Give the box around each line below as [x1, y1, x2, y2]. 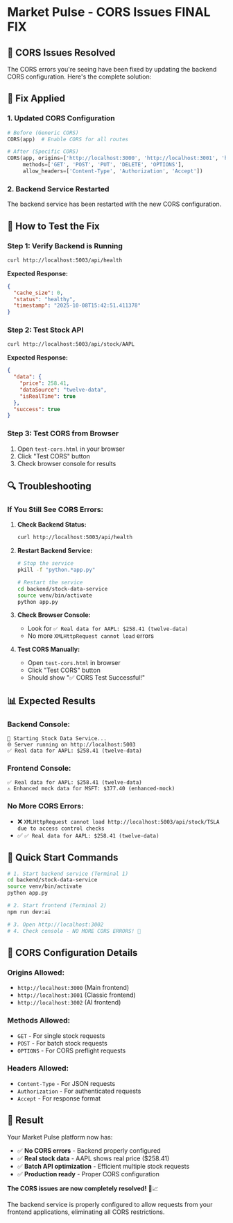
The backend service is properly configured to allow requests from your [7, 1200, 213, 1208]
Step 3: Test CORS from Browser [7, 429, 119, 438]
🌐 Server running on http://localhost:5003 [7, 742, 136, 749]
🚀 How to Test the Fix [7, 220, 101, 232]
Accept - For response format [17, 1094, 101, 1103]
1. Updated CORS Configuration [7, 113, 116, 123]
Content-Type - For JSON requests [17, 1079, 116, 1087]
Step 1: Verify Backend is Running [7, 241, 123, 250]
